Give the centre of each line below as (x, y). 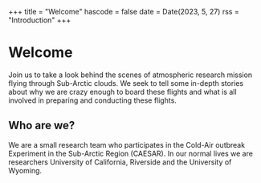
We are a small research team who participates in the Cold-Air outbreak (127, 144)
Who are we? (42, 126)
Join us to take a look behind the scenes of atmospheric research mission (130, 75)
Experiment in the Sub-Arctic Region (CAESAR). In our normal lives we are (130, 153)
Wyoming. (25, 170)
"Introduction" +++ (40, 20)
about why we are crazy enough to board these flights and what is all (122, 91)
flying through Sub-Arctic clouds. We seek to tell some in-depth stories (126, 83)
